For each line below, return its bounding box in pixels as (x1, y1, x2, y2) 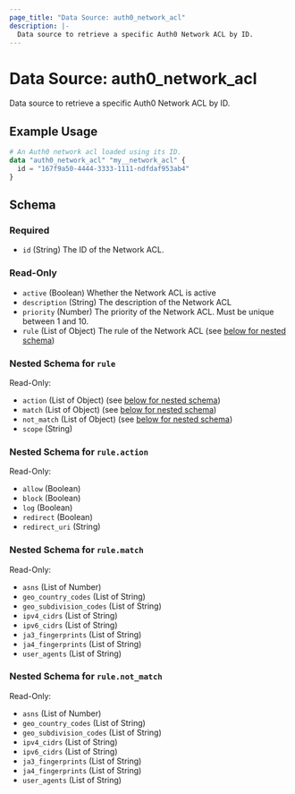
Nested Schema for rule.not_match (9, 670, 163, 683)
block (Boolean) (21, 493, 81, 504)
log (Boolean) (21, 502, 73, 513)
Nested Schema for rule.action (9, 445, 149, 457)
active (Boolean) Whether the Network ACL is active (21, 287, 216, 298)
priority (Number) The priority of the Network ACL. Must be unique (21, 306, 274, 317)
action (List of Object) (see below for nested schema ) (21, 395, 221, 406)
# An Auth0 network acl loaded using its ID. (9, 148, 181, 157)
